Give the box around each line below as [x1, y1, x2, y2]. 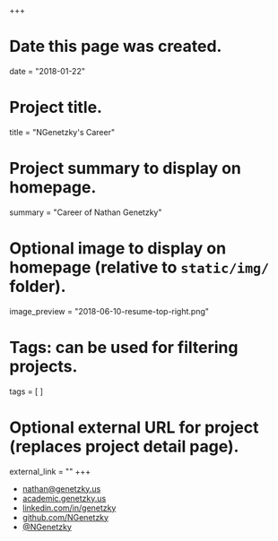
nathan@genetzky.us [22, 483, 101, 494]
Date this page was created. [9, 37, 222, 56]
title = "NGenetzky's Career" [9, 126, 115, 137]
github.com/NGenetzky [22, 511, 109, 522]
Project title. [9, 98, 103, 117]
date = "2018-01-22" [9, 65, 85, 76]
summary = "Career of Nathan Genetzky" [9, 207, 163, 218]
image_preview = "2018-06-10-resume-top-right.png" [9, 305, 209, 316]
